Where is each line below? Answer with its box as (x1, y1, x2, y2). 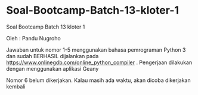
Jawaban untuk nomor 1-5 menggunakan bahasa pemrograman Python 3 (6, 46, 186, 53)
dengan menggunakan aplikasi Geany (6, 65, 99, 72)
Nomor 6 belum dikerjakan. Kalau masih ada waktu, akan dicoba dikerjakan (6, 77, 191, 84)
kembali (6, 83, 26, 90)
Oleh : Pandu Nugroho (6, 34, 61, 42)
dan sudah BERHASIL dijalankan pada (6, 52, 99, 59)
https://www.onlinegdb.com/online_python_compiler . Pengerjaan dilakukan (6, 59, 193, 66)
